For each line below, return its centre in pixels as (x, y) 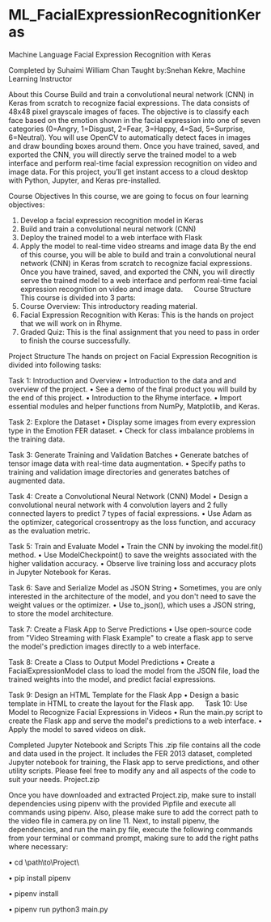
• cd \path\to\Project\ (44, 862)
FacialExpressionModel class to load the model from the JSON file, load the (134, 670)
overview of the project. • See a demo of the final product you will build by (133, 389)
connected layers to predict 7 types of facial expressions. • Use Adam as (130, 513)
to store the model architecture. (61, 613)
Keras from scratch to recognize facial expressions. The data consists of (129, 103)
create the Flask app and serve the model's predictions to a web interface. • (135, 721)
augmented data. (37, 480)
